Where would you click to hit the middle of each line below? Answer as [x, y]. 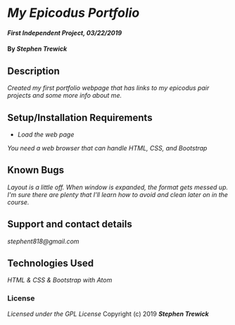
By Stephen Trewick [37, 49]
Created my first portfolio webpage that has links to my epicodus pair [108, 88]
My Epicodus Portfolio [74, 13]
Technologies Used [50, 263]
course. [18, 202]
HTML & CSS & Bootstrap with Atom [60, 280]
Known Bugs [36, 170]
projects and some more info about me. [64, 96]
